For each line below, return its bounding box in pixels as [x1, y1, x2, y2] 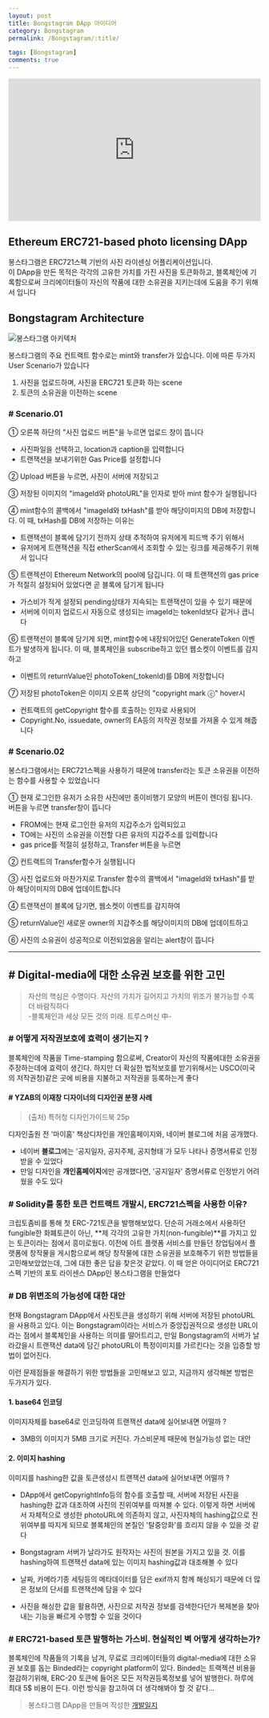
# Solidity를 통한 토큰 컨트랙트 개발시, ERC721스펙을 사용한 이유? [8, 1198, 247, 1209]
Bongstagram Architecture [8, 311, 145, 325]
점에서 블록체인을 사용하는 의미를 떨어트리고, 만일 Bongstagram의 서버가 [22, 1330, 251, 1340]
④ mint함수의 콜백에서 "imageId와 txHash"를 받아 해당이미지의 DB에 [8, 506, 228, 515]
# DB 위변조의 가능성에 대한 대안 [8, 1290, 126, 1301]
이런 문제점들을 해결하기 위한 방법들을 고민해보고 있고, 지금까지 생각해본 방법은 [8, 1367, 255, 1377]
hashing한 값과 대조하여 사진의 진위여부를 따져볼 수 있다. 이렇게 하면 [19, 1500, 235, 1510]
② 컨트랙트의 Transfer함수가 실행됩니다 [8, 857, 136, 866]
